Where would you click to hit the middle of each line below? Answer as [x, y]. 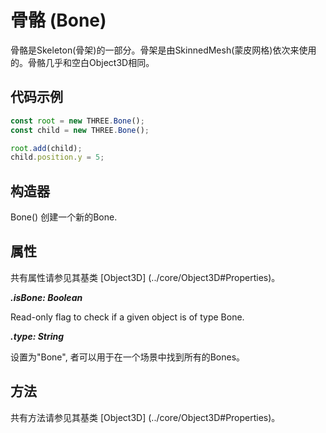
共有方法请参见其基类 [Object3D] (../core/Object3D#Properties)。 [145, 417]
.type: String [37, 336]
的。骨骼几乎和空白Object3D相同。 [82, 62]
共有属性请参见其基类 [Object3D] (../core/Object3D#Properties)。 [145, 277]
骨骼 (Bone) [58, 20]
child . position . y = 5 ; [57, 157]
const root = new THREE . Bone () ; [77, 121]
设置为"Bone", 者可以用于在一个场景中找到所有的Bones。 [128, 357]
